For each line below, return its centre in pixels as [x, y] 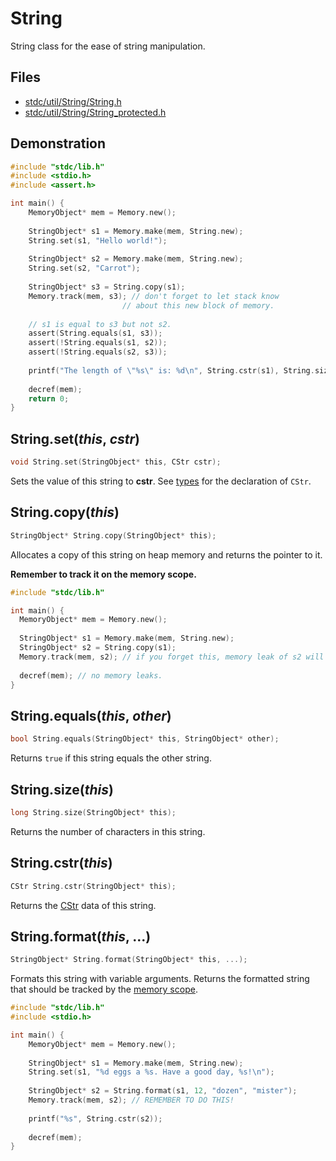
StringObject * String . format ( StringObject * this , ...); [129, 960]
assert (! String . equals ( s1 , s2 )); [98, 343]
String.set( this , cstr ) [75, 438]
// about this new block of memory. [198, 305]
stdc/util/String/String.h [73, 101]
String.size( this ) [62, 789]
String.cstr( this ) [61, 863]
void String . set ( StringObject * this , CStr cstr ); [116, 462]
